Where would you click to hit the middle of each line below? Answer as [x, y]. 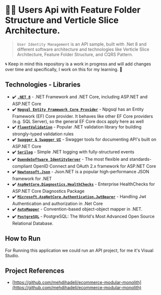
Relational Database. [33, 223]
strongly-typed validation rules [43, 134]
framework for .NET [32, 178]
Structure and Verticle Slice [62, 20]
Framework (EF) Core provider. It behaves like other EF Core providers [82, 116]
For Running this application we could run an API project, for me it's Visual [79, 250]
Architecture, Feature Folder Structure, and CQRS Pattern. [75, 54]
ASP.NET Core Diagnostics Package [48, 191]
